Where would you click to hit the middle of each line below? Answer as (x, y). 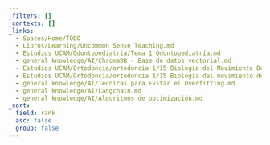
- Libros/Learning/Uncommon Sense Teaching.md (95, 46)
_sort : (19, 106)
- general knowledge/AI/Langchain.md (79, 91)
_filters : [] (30, 16)
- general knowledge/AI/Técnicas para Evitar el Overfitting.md (125, 83)
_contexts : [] (32, 23)
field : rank (36, 114)
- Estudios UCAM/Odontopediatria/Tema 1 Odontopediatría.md (118, 53)
